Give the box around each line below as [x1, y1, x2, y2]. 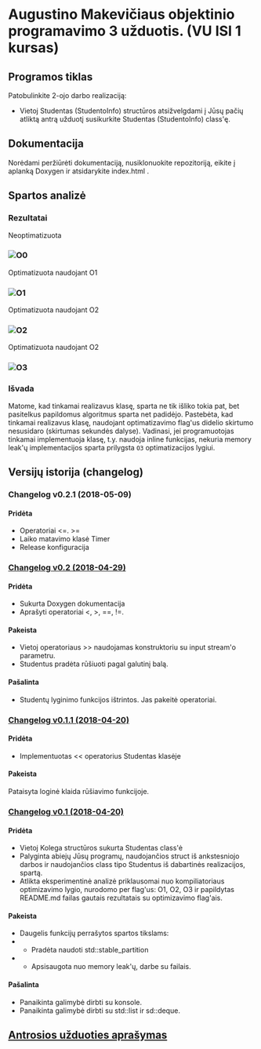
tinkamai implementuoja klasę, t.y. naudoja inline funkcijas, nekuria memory [8, 434, 252, 444]
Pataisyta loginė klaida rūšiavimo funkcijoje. [8, 786, 150, 796]
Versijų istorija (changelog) [8, 465, 143, 479]
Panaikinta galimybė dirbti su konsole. [19, 997, 143, 1007]
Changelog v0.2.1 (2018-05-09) [8, 489, 132, 500]
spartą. [19, 869, 43, 878]
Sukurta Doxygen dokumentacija [19, 599, 125, 609]
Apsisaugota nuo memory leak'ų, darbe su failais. [31, 962, 191, 971]
